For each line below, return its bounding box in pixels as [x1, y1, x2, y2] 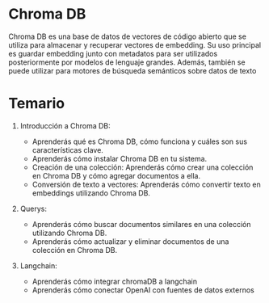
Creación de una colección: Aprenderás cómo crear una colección [32, 162, 254, 172]
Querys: [19, 204, 47, 213]
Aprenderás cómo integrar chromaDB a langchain [32, 276, 198, 286]
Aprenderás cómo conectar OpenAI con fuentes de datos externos [32, 284, 254, 295]
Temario [8, 95, 65, 113]
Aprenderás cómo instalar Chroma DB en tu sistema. [32, 154, 208, 163]
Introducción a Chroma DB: [19, 120, 111, 130]
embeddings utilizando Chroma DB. [32, 187, 151, 198]
